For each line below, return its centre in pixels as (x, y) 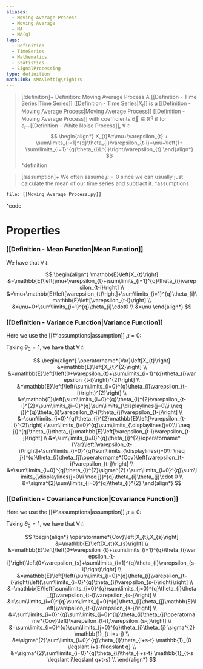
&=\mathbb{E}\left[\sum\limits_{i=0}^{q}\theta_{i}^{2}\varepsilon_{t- (102, 399)
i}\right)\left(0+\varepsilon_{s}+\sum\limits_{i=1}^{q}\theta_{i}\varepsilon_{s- (102, 563)
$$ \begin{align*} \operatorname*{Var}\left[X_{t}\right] (102, 360)
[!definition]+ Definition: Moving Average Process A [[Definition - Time (109, 97)
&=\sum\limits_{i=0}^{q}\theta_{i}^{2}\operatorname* (114, 438)
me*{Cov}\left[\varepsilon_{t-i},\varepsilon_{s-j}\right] (99, 621)
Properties (33, 230)
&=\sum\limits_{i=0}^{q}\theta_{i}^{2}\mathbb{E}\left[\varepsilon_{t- (102, 418)
